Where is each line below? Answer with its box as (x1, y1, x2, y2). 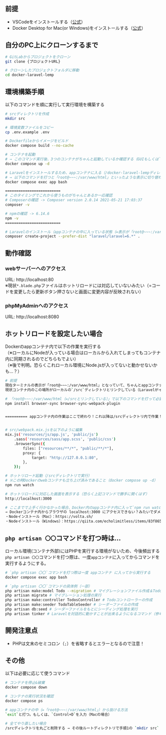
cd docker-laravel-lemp (5, 72, 54, 78)
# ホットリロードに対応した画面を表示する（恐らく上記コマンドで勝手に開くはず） (5, 491, 150, 497)
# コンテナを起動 (5, 152, 36, 157)
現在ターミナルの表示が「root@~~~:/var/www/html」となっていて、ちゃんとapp (5, 383, 148, 388)
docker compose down (5, 685, 48, 690)
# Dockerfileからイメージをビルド (5, 138, 69, 144)
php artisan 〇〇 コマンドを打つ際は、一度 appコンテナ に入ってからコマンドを (5, 554, 160, 560)
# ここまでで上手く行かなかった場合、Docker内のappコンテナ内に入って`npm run (5, 505, 150, 510)
